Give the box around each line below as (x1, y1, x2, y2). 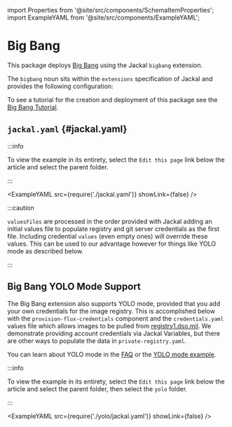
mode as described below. (7, 246, 84, 255)
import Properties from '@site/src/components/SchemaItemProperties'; (7, 6, 214, 14)
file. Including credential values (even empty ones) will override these (7, 232, 208, 240)
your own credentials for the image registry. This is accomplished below (7, 307, 216, 315)
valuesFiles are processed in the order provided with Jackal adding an (7, 217, 212, 225)
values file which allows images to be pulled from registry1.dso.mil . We (7, 321, 212, 330)
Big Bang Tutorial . (7, 103, 59, 111)
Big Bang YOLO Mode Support (7, 281, 142, 293)
